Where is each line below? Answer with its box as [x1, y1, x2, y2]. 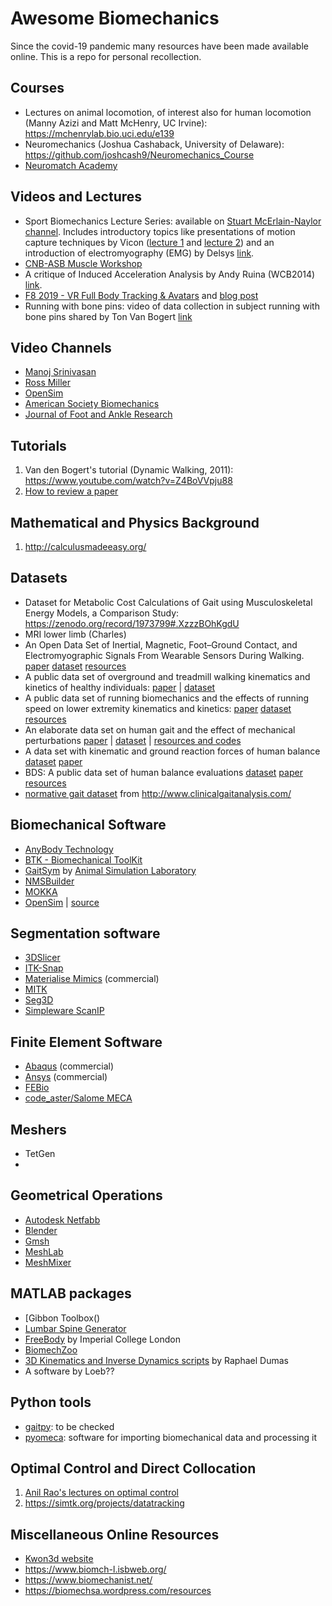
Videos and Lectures [10, 188, 143, 206]
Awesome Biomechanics [10, 7, 220, 30]
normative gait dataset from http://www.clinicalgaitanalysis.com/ [24, 787, 292, 799]
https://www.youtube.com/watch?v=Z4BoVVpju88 [24, 475, 233, 487]
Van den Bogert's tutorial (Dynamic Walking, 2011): [24, 464, 234, 476]
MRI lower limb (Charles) [24, 628, 127, 640]
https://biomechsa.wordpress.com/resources [24, 1585, 212, 1597]
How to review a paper [24, 485, 119, 497]
